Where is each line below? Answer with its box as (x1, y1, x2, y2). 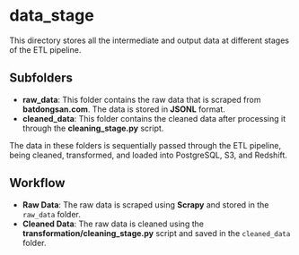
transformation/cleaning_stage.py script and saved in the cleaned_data (22, 227, 291, 238)
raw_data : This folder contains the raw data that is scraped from (22, 94, 261, 105)
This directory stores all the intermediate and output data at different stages (9, 35, 290, 46)
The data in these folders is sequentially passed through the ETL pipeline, (9, 140, 281, 150)
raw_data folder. (22, 208, 81, 219)
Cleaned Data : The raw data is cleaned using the (22, 218, 205, 229)
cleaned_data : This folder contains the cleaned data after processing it (22, 113, 286, 123)
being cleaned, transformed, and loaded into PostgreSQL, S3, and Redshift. (9, 149, 287, 160)
